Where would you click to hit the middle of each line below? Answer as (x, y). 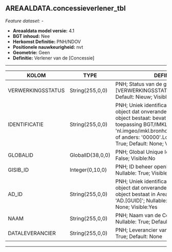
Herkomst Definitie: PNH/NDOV (47, 41)
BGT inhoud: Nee (31, 36)
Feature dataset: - (24, 20)
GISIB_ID (18, 170)
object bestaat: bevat (141, 118)
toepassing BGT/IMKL (141, 124)
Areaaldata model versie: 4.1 (44, 31)
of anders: (127, 137)
